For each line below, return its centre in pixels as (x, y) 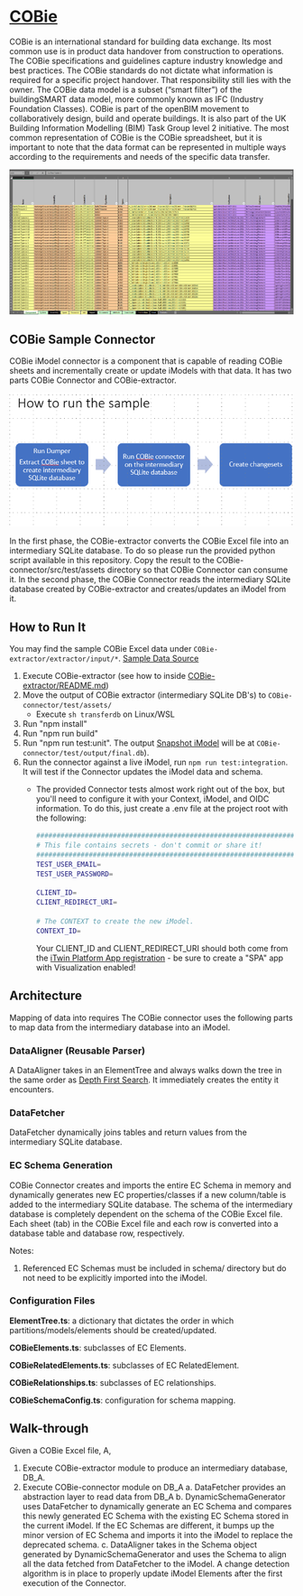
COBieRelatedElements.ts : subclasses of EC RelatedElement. (124, 1365)
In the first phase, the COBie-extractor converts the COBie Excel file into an (149, 541)
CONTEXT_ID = (58, 931)
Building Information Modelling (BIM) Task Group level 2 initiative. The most (149, 127)
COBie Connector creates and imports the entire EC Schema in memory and (150, 1185)
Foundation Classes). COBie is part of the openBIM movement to (129, 108)
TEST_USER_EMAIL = (69, 864)
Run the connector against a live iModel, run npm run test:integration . (155, 762)
